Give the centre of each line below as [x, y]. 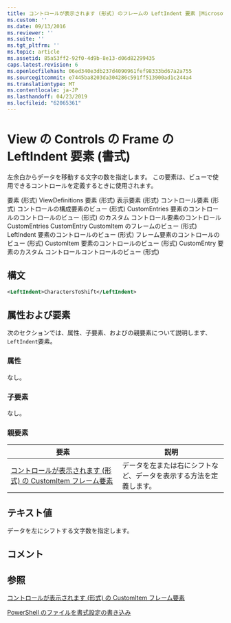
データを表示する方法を [173, 476]
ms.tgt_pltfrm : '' [33, 45]
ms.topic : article [33, 52]
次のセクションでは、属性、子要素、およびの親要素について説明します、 [109, 333]
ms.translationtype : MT [41, 84]
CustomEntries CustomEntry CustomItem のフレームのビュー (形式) [102, 226]
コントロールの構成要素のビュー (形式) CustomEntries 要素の [103, 209]
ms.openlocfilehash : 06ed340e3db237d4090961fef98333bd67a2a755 [100, 71]
